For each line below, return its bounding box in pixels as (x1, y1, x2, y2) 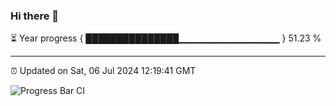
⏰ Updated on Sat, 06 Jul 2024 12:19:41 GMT (10, 65, 197, 77)
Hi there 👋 (10, 9, 60, 23)
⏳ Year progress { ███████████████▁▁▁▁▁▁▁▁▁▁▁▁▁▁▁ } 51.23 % (10, 32, 322, 44)
